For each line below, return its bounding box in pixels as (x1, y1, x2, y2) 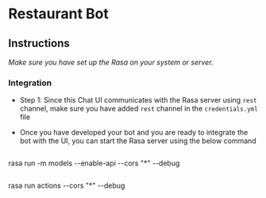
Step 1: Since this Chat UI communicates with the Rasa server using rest (19, 95, 257, 105)
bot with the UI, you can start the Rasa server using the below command (19, 136, 256, 146)
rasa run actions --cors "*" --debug (8, 181, 125, 191)
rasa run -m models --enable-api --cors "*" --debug (8, 158, 180, 168)
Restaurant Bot (8, 5, 110, 23)
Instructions (8, 37, 70, 50)
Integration (8, 77, 52, 88)
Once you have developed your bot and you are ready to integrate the (19, 128, 249, 138)
